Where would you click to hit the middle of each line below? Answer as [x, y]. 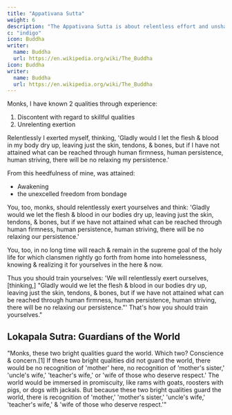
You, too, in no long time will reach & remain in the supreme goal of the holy [115, 250]
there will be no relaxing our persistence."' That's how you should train [108, 307]
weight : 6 [21, 20]
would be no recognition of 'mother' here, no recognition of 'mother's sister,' [116, 368]
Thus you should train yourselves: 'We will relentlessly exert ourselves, [108, 278]
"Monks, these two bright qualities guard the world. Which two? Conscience [116, 354]
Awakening [33, 186]
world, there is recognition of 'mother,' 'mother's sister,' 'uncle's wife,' [106, 397]
